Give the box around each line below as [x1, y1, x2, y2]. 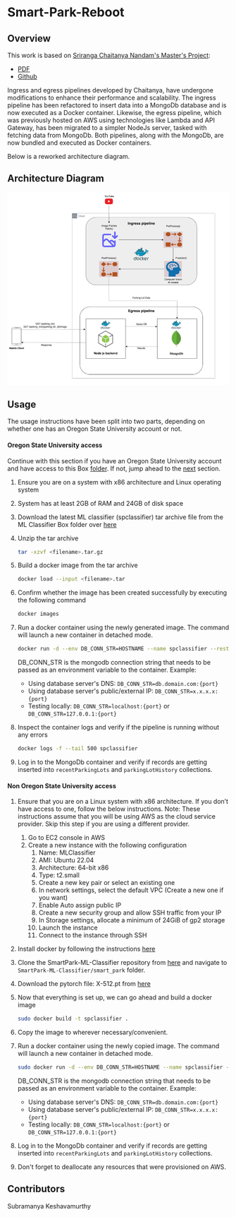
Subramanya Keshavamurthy [7, 1201, 92, 1210]
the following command [17, 596, 87, 605]
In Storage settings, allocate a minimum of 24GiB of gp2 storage [38, 916, 225, 925]
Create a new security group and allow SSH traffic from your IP [38, 908, 222, 917]
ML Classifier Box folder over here [17, 520, 117, 528]
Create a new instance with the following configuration [27, 841, 187, 850]
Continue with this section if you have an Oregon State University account [7, 456, 222, 465]
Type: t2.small [38, 871, 80, 879]
